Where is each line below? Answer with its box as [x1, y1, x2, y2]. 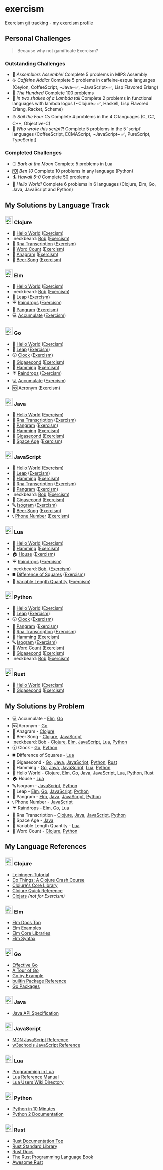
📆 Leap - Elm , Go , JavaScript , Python [12, 788, 89, 794]
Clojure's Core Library [12, 882, 58, 888]
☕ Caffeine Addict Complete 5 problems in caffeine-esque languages [12, 77, 156, 83]
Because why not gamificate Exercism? [17, 47, 98, 53]
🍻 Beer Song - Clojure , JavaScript [12, 733, 82, 739]
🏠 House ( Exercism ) [12, 551, 56, 557]
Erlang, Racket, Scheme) [12, 106, 63, 112]
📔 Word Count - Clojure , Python [12, 828, 78, 834]
